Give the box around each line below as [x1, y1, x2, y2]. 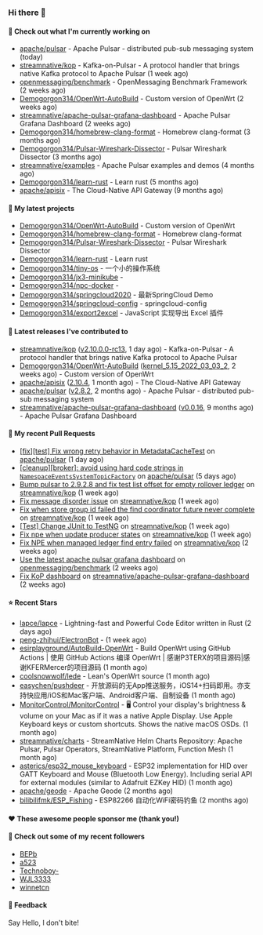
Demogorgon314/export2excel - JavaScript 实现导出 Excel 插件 [19, 308, 224, 318]
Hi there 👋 [8, 7, 47, 18]
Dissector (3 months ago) [19, 152, 102, 162]
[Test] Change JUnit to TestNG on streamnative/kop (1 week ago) [19, 521, 230, 530]
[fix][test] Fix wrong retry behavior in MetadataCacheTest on [19, 446, 215, 456]
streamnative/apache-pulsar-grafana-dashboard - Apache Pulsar [19, 111, 231, 120]
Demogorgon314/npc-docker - [19, 281, 119, 290]
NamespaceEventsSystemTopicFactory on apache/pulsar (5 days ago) [19, 471, 236, 481]
